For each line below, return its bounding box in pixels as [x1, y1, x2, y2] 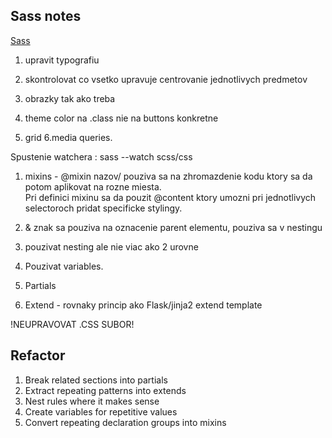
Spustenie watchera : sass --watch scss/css [10, 150, 193, 163]
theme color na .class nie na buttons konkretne [24, 112, 219, 124]
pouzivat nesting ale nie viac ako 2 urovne [24, 240, 199, 253]
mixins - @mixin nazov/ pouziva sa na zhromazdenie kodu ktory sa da [24, 170, 313, 182]
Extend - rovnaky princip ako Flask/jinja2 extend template [24, 299, 263, 311]
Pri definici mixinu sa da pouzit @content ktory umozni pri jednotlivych [24, 191, 317, 203]
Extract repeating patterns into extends [24, 384, 187, 396]
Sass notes [10, 8, 82, 25]
